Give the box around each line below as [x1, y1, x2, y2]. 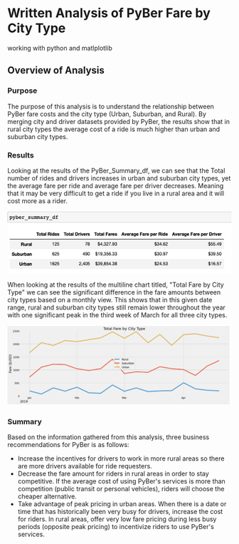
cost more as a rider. [7, 196, 68, 205]
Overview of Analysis [7, 64, 105, 76]
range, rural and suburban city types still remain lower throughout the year [7, 303, 226, 312]
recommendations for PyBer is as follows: [7, 440, 129, 448]
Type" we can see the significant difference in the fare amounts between [7, 288, 221, 297]
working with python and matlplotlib [7, 43, 112, 52]
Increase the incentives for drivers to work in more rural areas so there [17, 454, 225, 463]
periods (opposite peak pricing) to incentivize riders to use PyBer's [17, 522, 215, 530]
